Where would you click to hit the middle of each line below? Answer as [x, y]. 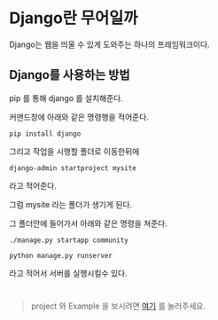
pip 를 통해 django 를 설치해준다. [66, 98]
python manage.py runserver [61, 255]
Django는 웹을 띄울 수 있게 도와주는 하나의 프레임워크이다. [109, 44]
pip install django [45, 134]
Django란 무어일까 [74, 18]
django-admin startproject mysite [73, 168]
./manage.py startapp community [69, 240]
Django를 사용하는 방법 [70, 75]
